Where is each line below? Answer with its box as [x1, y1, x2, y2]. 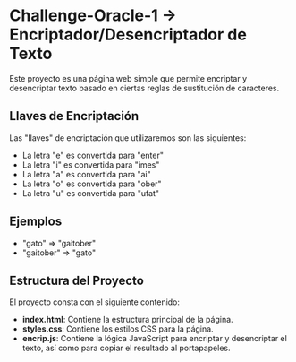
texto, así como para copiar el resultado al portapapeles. [21, 342, 231, 354]
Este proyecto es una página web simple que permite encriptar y [9, 73, 248, 83]
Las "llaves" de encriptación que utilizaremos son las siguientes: [9, 132, 247, 143]
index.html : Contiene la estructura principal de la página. [21, 315, 234, 325]
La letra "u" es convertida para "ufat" [21, 187, 159, 198]
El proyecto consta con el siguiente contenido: [9, 297, 181, 307]
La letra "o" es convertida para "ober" [21, 178, 163, 189]
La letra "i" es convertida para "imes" [21, 159, 160, 170]
